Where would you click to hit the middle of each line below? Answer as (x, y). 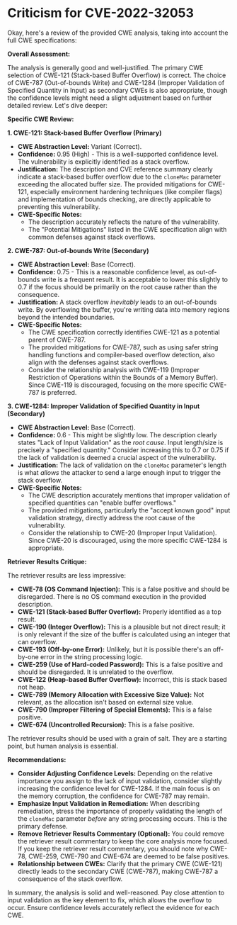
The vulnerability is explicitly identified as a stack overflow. (103, 162)
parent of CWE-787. (57, 340)
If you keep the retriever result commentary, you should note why (113, 848)
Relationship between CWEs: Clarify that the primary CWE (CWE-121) (120, 863)
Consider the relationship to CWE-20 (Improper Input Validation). (122, 532)
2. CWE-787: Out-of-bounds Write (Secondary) (78, 250)
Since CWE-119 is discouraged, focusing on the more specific (118, 385)
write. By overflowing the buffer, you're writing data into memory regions (123, 309)
